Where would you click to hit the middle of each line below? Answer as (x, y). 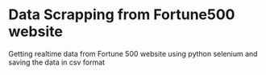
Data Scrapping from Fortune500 (122, 15)
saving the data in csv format (57, 62)
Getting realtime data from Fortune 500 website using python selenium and (133, 53)
